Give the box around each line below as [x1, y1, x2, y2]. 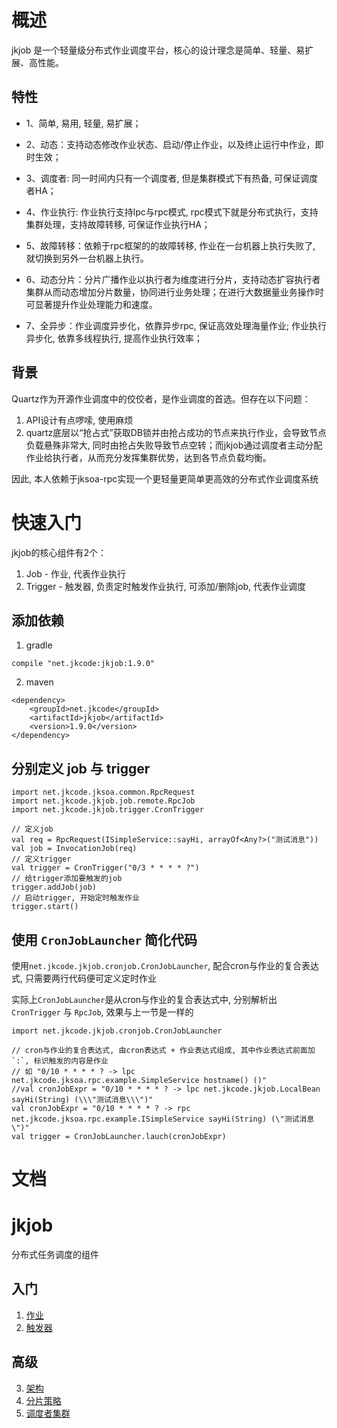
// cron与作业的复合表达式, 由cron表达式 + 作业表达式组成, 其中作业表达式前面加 [11, 1045, 316, 1055]
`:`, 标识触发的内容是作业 [11, 1056, 109, 1066]
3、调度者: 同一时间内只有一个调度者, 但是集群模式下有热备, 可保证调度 [25, 172, 319, 184]
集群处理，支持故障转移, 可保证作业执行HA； [25, 218, 211, 230]
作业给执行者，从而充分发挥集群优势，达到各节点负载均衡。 [25, 451, 272, 463]
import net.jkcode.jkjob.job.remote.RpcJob [11, 796, 196, 806]
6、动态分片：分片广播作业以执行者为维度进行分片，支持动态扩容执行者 [25, 273, 321, 285]
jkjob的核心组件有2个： [11, 546, 107, 558]
